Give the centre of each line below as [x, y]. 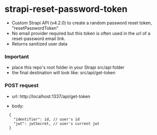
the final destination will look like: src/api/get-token [63, 73]
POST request [22, 86]
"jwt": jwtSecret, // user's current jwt [56, 124]
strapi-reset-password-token [66, 9]
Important [17, 56]
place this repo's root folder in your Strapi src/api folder [68, 67]
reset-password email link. [39, 39]
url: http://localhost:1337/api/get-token [51, 96]
